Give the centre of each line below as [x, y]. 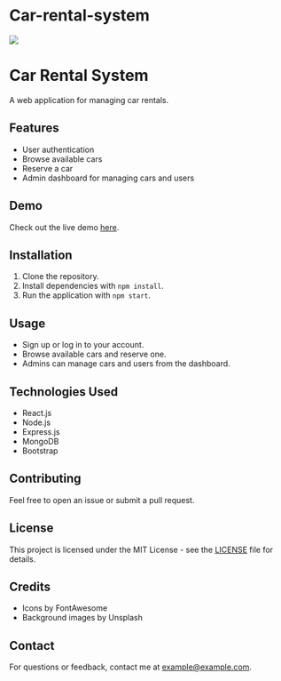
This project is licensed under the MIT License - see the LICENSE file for [141, 549]
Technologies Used [63, 392]
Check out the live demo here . [64, 227]
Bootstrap [40, 451]
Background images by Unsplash [82, 618]
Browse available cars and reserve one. [94, 354]
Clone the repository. [60, 276]
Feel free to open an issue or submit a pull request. [102, 500]
